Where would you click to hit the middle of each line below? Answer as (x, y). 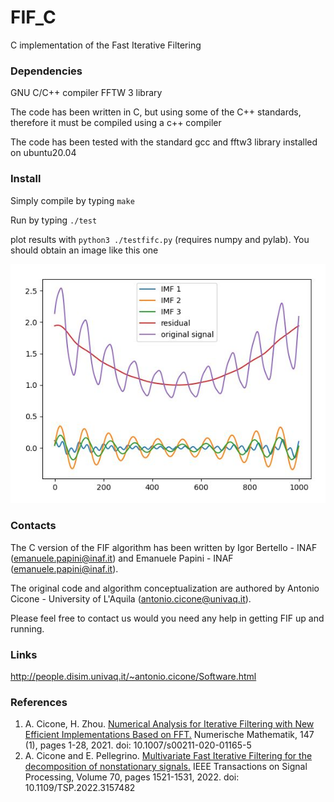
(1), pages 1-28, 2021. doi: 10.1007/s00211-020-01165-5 (138, 745)
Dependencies (46, 71)
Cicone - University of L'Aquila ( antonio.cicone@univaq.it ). (131, 598)
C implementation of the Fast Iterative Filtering (106, 45)
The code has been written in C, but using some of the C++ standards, (156, 112)
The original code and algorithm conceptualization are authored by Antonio (165, 588)
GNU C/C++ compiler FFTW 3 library (86, 93)
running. (27, 628)
